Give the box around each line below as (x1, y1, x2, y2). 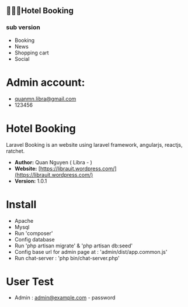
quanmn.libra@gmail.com (14, 95, 76, 102)
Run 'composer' (14, 229, 53, 237)
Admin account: (6, 75, 85, 89)
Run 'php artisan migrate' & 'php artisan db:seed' (14, 242, 133, 249)
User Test (6, 275, 54, 288)
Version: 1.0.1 (14, 177, 47, 184)
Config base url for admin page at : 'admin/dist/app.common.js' (14, 248, 168, 255)
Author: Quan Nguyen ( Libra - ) (14, 158, 92, 165)
